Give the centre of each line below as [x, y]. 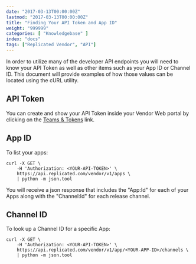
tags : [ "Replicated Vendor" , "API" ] [51, 45]
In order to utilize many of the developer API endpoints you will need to [92, 61]
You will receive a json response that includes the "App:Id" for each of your [97, 189]
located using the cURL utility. [43, 80]
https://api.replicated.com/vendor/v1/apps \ [74, 173]
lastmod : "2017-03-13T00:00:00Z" [47, 17]
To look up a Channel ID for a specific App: [58, 229]
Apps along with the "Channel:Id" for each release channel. [78, 196]
